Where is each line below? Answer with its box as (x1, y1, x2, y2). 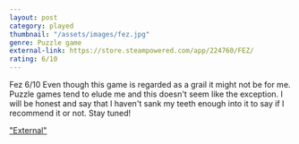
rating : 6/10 (9, 55, 58, 64)
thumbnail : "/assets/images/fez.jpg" (9, 30, 150, 38)
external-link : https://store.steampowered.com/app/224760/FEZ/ (9, 47, 254, 55)
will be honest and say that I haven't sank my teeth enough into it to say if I (9, 98, 285, 108)
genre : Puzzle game (9, 38, 82, 47)
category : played (9, 21, 74, 30)
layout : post (9, 13, 58, 22)
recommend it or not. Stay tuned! (9, 108, 132, 118)
